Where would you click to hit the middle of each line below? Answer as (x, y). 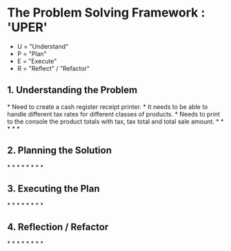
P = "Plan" (32, 54)
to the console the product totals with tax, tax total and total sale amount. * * (115, 121)
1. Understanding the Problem (72, 90)
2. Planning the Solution (60, 151)
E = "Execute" (37, 61)
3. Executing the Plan (53, 189)
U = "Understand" (43, 46)
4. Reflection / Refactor (58, 227)
